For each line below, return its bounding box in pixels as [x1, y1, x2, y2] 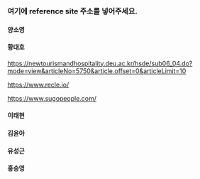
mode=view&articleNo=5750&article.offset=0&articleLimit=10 [7, 66, 187, 75]
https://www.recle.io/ [7, 80, 70, 89]
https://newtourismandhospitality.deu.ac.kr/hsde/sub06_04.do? [7, 59, 193, 67]
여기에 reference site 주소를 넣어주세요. [7, 6, 138, 16]
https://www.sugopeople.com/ [7, 94, 97, 102]
